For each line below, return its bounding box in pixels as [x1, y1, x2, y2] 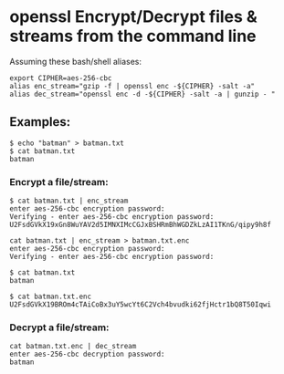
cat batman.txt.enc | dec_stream [9, 342, 137, 351]
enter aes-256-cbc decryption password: [9, 349, 166, 359]
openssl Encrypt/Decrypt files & [9, 6, 258, 27]
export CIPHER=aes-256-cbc [9, 73, 112, 83]
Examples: [9, 114, 71, 130]
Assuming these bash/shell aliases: [9, 56, 142, 67]
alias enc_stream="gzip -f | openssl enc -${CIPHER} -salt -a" [9, 81, 256, 90]
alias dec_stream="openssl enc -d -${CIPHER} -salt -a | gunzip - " [9, 89, 276, 99]
